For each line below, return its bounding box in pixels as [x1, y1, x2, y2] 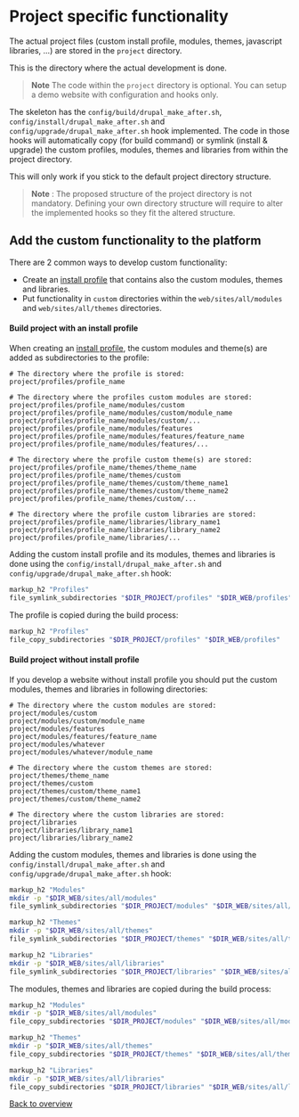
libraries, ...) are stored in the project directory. [9, 45, 182, 55]
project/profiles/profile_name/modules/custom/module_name [9, 408, 233, 417]
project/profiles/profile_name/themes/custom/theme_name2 [9, 486, 229, 496]
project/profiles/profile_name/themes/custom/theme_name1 [9, 479, 229, 488]
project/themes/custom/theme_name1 [9, 786, 141, 795]
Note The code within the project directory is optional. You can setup [30, 79, 287, 90]
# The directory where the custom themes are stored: [9, 763, 214, 772]
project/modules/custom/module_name [9, 716, 145, 726]
